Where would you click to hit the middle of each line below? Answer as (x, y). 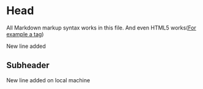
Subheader (28, 65)
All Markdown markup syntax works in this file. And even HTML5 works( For (102, 28)
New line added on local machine (48, 80)
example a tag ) (25, 34)
